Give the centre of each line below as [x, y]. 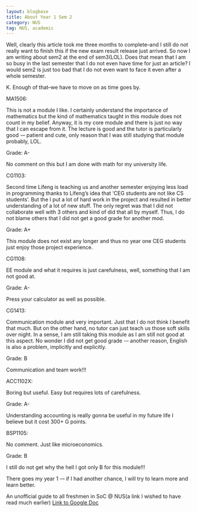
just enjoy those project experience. [49, 247]
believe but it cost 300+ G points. [46, 422]
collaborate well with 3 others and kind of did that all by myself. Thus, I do [96, 212]
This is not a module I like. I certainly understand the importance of [87, 110]
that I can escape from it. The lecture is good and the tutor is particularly [94, 129]
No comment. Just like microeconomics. [55, 444]
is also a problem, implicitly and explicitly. [56, 347]
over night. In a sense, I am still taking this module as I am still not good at [95, 335]
